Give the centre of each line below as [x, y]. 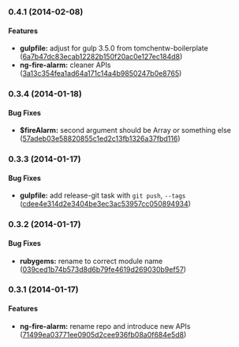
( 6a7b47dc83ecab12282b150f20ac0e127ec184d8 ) [101, 57]
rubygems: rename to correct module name [91, 261]
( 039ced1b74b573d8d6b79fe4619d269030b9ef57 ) [103, 269]
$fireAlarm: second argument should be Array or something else [125, 130]
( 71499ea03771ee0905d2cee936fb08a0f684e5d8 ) [103, 334]
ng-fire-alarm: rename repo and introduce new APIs [105, 326]
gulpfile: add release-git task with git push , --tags [103, 195]
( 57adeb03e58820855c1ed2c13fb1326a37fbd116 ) [100, 139]
